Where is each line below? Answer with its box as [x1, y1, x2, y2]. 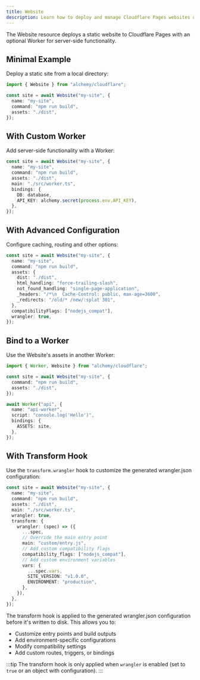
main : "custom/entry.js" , [21, 540, 86, 546]
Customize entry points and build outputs [14, 630, 117, 637]
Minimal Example [6, 54, 71, 64]
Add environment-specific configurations [14, 636, 116, 644]
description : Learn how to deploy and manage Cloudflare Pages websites [6, 14, 190, 20]
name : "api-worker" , [11, 407, 62, 413]
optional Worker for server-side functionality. [6, 37, 117, 44]
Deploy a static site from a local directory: [6, 70, 109, 78]
